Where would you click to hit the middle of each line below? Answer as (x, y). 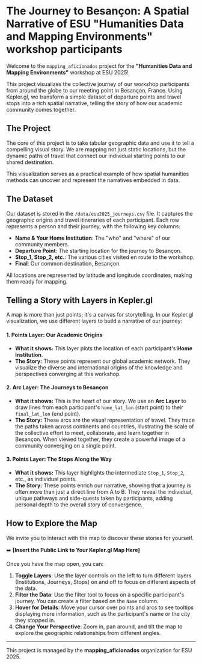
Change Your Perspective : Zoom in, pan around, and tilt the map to (99, 627)
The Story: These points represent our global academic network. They (103, 361)
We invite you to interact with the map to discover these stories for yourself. (100, 538)
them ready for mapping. (37, 281)
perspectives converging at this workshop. (68, 374)
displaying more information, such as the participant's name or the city (103, 613)
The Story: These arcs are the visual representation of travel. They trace (105, 420)
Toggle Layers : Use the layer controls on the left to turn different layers (103, 575)
